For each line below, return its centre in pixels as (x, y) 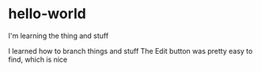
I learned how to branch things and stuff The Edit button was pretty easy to (130, 51)
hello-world (47, 14)
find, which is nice (38, 59)
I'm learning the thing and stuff (59, 36)
